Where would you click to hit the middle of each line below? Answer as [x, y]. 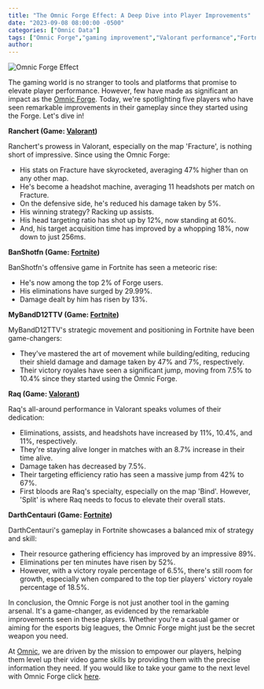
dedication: [26, 417]
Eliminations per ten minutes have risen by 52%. [97, 562]
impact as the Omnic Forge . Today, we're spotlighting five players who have [131, 99]
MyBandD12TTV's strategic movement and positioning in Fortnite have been [132, 330]
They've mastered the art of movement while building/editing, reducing [134, 354]
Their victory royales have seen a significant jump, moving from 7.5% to [136, 370]
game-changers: [35, 339]
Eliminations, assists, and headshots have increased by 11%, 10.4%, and [136, 433]
